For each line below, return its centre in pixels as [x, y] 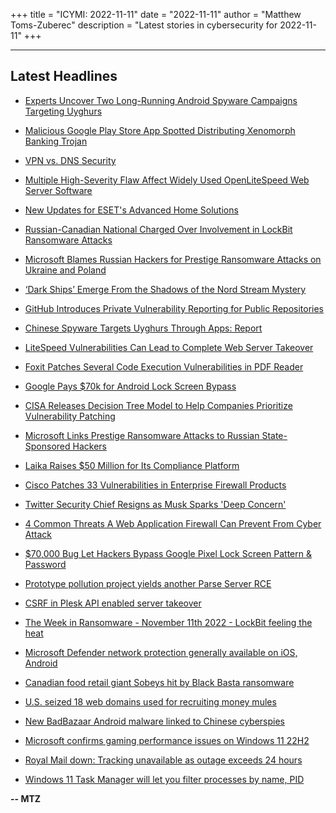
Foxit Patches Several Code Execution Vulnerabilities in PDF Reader [164, 366]
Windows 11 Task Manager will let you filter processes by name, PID [164, 779]
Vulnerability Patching [70, 416]
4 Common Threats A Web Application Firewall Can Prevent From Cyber [173, 523]
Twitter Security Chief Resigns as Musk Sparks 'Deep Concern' [155, 504]
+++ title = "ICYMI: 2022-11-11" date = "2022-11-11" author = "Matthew [156, 14]
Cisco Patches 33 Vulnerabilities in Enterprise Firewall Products [155, 485]
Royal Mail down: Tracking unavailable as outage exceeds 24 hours [163, 760]
